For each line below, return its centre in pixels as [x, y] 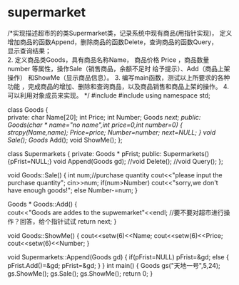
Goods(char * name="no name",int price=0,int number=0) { [95, 125]
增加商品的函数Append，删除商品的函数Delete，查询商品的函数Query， [112, 42]
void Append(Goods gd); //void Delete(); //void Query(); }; [138, 161]
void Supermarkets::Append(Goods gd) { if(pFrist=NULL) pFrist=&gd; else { [118, 256]
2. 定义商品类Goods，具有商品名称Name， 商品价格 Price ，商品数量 [108, 59]
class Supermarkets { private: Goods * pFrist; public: [85, 153]
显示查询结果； [29, 51]
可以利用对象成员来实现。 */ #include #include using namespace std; [109, 95]
